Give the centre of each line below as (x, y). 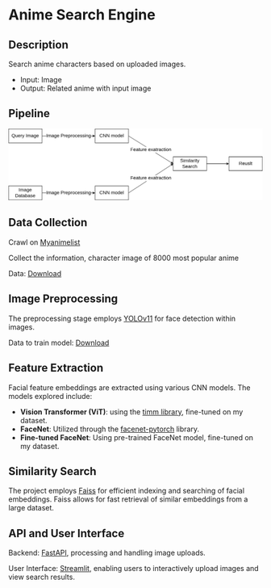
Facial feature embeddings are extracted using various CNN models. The (129, 387)
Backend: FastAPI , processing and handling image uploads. (107, 553)
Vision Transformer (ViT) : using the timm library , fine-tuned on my (131, 412)
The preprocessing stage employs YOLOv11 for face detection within (122, 318)
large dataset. (31, 508)
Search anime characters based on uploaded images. (97, 64)
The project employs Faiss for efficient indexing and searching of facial (126, 491)
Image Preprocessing (63, 299)
